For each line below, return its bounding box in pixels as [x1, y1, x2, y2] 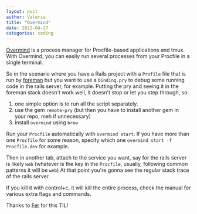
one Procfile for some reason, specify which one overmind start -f [6, 137, 172, 144]
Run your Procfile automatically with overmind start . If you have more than [6, 130, 189, 138]
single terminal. [6, 59, 43, 66]
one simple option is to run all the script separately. [14, 100, 138, 107]
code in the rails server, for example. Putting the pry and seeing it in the [6, 83, 179, 90]
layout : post [6, 8, 38, 15]
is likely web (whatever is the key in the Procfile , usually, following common [6, 161, 188, 168]
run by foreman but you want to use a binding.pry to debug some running [6, 77, 185, 84]
